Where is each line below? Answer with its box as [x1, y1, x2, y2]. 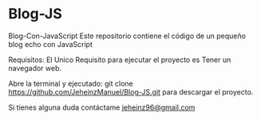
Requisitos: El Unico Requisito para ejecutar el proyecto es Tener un [8, 55, 231, 64]
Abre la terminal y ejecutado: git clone [8, 79, 133, 88]
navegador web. [8, 63, 62, 72]
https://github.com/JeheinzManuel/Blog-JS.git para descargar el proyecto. [8, 87, 254, 96]
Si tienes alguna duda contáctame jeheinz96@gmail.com [8, 103, 196, 112]
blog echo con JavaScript [8, 39, 93, 48]
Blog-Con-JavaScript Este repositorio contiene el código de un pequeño [8, 31, 246, 41]
